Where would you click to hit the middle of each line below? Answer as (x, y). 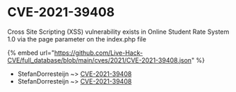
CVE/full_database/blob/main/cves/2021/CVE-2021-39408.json (100, 60)
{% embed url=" (31, 53)
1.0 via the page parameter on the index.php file (77, 39)
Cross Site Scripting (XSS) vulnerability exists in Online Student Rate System (118, 32)
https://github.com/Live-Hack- (99, 53)
